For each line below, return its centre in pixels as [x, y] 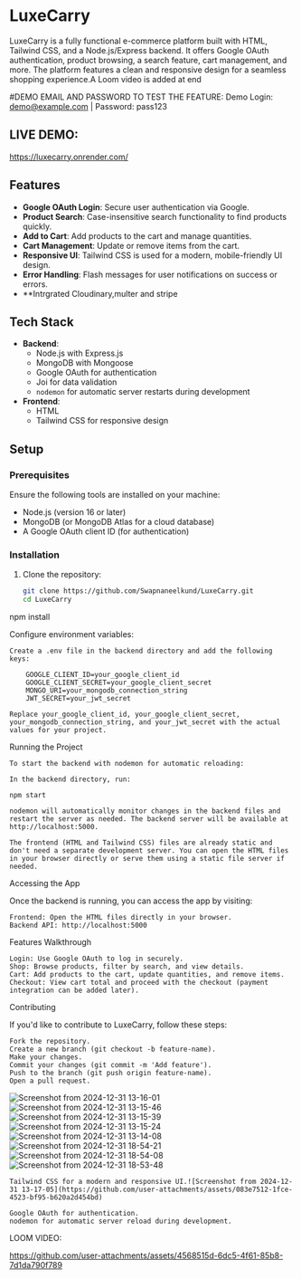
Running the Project [46, 747]
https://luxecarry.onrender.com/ [69, 157]
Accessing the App [45, 883]
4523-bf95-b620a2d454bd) [56, 1198]
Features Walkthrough [51, 942]
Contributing [33, 1007]
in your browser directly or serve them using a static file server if [147, 859]
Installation [35, 555]
